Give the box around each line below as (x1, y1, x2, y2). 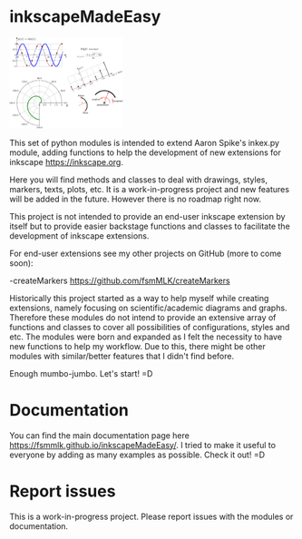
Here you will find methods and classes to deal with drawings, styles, (9, 174, 268, 185)
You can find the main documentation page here (9, 429, 190, 441)
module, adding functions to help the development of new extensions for (9, 147, 281, 158)
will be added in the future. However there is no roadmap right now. (9, 193, 261, 204)
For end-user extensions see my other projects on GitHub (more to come (9, 248, 282, 259)
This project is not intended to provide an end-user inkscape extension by (9, 211, 286, 221)
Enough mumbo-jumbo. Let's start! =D (9, 367, 153, 378)
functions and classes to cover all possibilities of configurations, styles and (9, 321, 290, 332)
